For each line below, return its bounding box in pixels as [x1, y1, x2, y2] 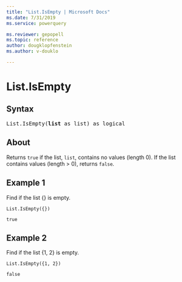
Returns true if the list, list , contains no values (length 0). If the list [6, 153, 176, 161]
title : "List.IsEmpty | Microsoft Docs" [6, 9, 111, 15]
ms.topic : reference [6, 37, 59, 43]
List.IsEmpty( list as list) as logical [6, 120, 125, 127]
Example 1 [6, 178, 46, 188]
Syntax [6, 104, 34, 115]
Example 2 [6, 233, 47, 243]
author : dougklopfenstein [6, 43, 72, 49]
